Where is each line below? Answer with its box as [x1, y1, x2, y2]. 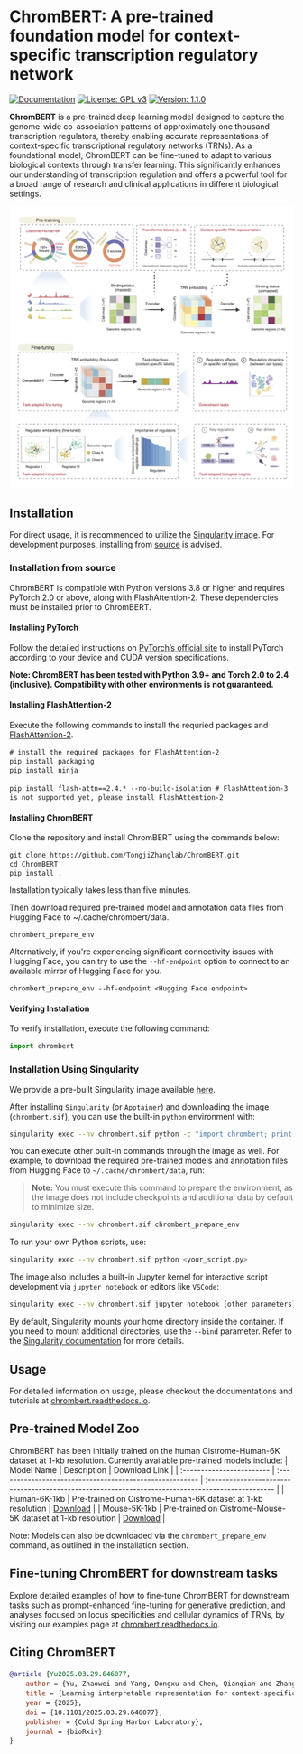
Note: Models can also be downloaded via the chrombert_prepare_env [9, 1530, 267, 1541]
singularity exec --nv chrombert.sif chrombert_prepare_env [9, 1220, 241, 1230]
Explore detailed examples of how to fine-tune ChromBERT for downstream [9, 1590, 290, 1600]
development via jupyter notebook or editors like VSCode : [9, 1281, 219, 1292]
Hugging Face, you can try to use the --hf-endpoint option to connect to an [9, 956, 290, 967]
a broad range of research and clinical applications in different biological [9, 178, 279, 189]
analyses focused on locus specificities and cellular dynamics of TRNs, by [9, 1609, 286, 1619]
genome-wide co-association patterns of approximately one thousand [9, 120, 271, 132]
